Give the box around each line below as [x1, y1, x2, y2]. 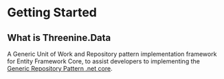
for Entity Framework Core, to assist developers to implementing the [7, 57, 201, 65]
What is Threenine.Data [7, 32, 111, 44]
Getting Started [7, 5, 98, 20]
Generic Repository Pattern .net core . [7, 65, 113, 72]
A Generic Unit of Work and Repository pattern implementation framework [7, 50, 217, 58]
